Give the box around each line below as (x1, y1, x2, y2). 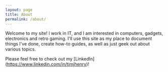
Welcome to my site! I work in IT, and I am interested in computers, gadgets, (5, 30, 163, 36)
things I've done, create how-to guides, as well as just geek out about (5, 41, 150, 47)
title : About (5, 12, 33, 17)
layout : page (5, 7, 33, 12)
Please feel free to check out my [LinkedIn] (5, 56, 95, 62)
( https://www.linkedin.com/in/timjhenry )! (5, 61, 90, 67)
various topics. (5, 46, 36, 52)
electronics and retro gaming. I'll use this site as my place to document (5, 35, 152, 41)
